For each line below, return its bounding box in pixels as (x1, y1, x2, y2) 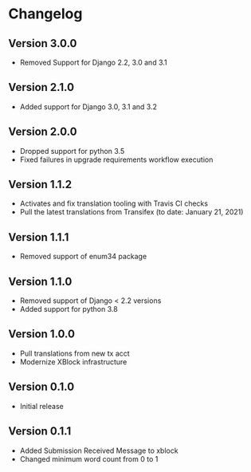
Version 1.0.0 (8, 328, 76, 341)
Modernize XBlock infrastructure (19, 356, 127, 367)
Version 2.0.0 (8, 125, 77, 139)
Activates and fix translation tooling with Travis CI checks (19, 199, 209, 208)
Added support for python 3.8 (19, 305, 118, 314)
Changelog (8, 5, 83, 23)
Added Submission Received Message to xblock (19, 446, 178, 455)
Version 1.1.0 (8, 274, 73, 288)
